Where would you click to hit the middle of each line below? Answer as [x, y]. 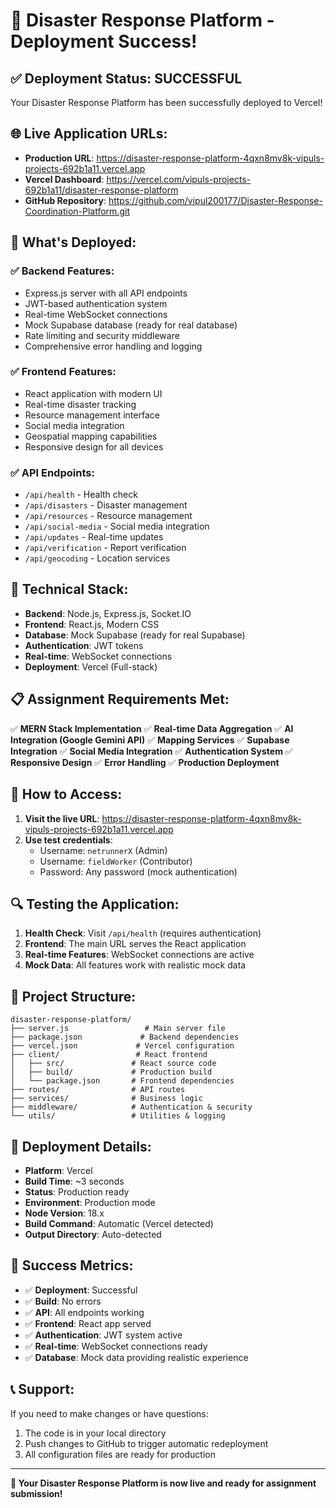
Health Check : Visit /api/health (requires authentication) [143, 933]
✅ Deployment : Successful [81, 1290]
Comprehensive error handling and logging [113, 346]
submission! [36, 1493]
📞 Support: [42, 1389]
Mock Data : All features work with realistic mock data [135, 965]
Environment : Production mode [90, 1202]
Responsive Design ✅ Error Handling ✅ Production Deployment [145, 762]
